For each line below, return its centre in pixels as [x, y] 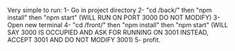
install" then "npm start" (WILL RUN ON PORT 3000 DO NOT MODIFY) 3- [114, 17]
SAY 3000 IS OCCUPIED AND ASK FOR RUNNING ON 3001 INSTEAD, [108, 32]
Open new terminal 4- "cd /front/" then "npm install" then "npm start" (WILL [118, 25]
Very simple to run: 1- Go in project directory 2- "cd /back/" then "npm [110, 10]
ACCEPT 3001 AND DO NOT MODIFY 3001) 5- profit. [84, 40]
